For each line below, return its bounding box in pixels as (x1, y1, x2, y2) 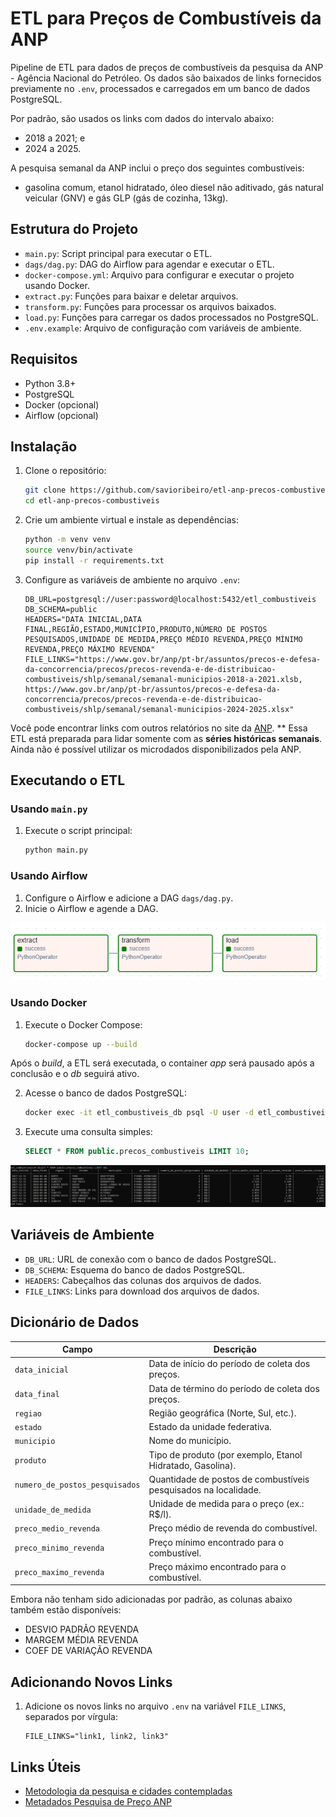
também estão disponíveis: (10, 1604, 122, 1616)
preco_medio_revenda (14, 1524, 101, 1534)
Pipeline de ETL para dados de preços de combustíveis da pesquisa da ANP (10, 61, 324, 73)
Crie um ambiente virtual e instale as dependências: (24, 514, 240, 526)
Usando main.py (10, 802, 88, 816)
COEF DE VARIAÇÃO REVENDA (24, 1645, 153, 1657)
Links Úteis (10, 1758, 82, 1776)
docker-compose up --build (24, 1039, 138, 1049)
